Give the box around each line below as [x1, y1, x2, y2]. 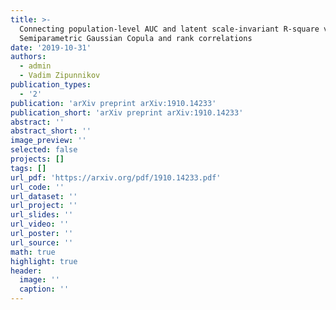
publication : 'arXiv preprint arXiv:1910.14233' [10, 98, 217, 108]
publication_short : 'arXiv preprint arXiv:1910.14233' [10, 107, 244, 118]
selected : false [10, 145, 78, 155]
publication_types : [10, 80, 92, 90]
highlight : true [10, 256, 78, 266]
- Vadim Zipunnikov [19, 71, 101, 81]
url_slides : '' [10, 210, 74, 220]
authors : [10, 52, 47, 62]
